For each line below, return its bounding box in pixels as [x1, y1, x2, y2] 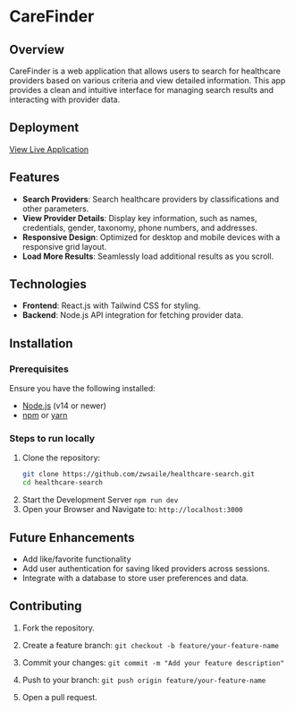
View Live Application [9, 143, 89, 154]
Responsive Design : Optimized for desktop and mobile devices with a [21, 231, 281, 243]
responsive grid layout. [21, 241, 107, 252]
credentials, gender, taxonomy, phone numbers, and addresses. [21, 222, 257, 233]
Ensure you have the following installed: [9, 383, 156, 394]
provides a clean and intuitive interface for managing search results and [9, 85, 274, 95]
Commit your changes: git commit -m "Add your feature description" [21, 656, 284, 668]
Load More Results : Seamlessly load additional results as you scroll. [21, 251, 274, 261]
